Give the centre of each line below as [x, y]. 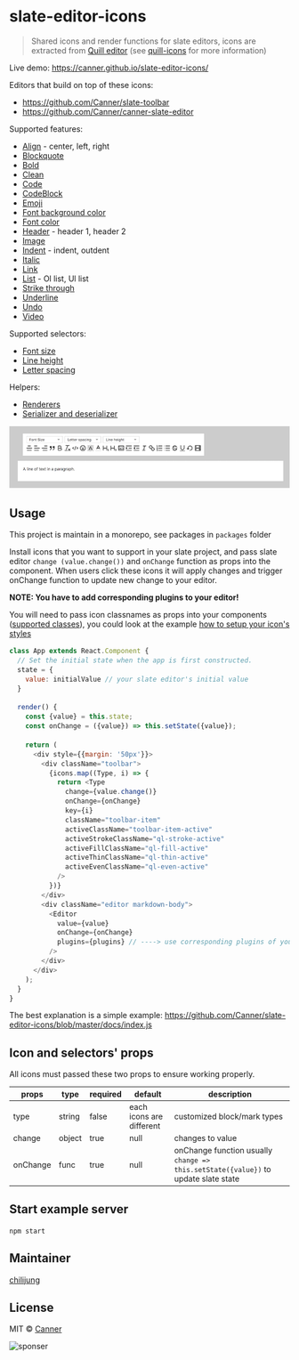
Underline [40, 297]
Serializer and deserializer [70, 413]
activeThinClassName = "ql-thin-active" [137, 858]
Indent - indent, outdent [65, 250]
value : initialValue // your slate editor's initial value [137, 679]
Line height [43, 360]
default [148, 1094]
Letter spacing [48, 369]
